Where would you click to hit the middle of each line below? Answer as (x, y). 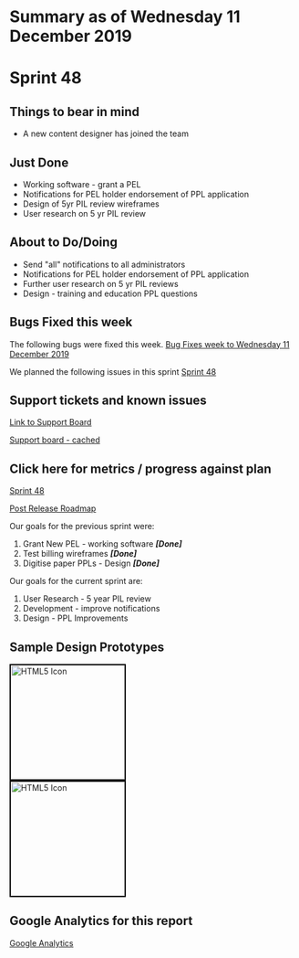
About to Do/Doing (64, 243)
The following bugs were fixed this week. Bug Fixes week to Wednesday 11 (149, 344)
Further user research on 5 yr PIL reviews (101, 283)
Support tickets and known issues (108, 401)
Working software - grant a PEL (82, 184)
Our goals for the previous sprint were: (82, 527)
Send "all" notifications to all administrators (104, 264)
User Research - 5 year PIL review (87, 599)
